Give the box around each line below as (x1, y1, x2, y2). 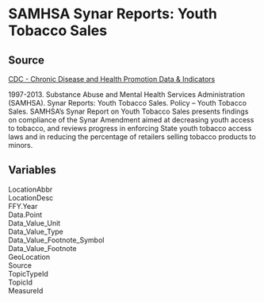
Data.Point (8, 210, 43, 219)
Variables (8, 164, 57, 177)
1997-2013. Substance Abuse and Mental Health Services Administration (8, 90, 246, 99)
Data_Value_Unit (8, 218, 61, 227)
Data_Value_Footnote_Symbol (8, 235, 105, 245)
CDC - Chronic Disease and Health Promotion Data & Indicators (8, 75, 216, 83)
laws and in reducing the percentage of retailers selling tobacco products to (8, 132, 256, 141)
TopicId (8, 277, 33, 287)
